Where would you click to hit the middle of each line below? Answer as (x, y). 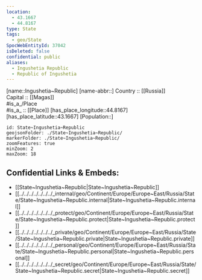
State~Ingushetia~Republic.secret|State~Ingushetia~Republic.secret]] (102, 271)
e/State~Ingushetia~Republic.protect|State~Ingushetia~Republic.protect (105, 220)
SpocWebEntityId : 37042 (36, 46)
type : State (21, 29)
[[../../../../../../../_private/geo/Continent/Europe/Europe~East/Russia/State (106, 232)
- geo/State (27, 40)
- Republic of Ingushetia (44, 74)
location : (19, 12)
